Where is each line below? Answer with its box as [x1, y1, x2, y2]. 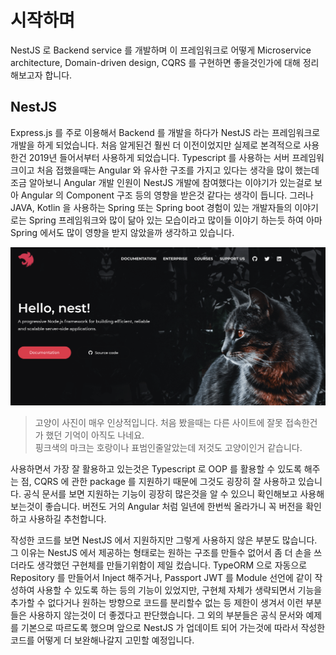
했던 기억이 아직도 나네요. [45, 429, 145, 441]
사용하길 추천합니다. [28, 513, 107, 525]
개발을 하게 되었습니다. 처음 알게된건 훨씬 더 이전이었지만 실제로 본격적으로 [10, 139, 302, 151]
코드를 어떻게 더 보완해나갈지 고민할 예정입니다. [10, 634, 195, 646]
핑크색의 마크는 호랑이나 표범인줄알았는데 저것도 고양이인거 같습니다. [34, 442, 303, 454]
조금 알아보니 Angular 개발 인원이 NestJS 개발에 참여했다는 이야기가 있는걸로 [10, 176, 313, 188]
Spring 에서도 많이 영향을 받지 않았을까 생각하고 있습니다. [10, 226, 235, 238]
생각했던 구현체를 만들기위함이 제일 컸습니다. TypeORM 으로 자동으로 [36, 559, 308, 571]
